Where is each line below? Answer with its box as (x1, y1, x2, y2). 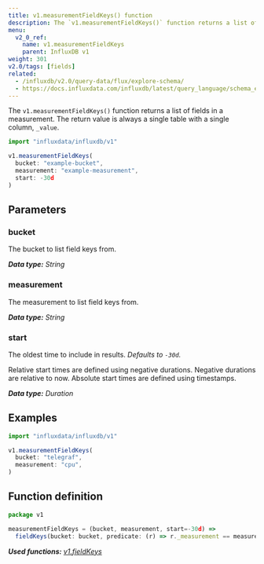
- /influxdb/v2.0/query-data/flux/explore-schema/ (15, 77, 185, 85)
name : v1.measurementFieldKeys (22, 41, 125, 49)
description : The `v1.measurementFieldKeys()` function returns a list (8, 19, 247, 27)
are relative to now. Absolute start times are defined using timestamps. (8, 373, 237, 383)
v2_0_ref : (15, 33, 47, 42)
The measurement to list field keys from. (8, 297, 139, 306)
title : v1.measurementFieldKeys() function (8, 11, 153, 20)
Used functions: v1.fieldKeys (8, 547, 102, 556)
